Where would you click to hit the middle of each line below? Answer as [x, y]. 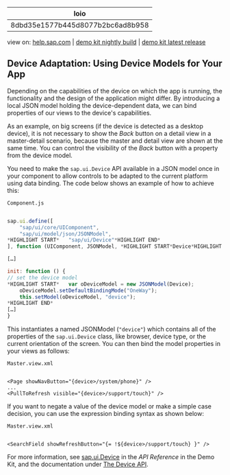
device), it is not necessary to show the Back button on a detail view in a [109, 133]
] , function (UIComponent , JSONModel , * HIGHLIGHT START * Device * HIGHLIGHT [115, 246]
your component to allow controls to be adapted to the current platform [107, 176]
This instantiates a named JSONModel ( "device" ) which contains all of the [112, 329]
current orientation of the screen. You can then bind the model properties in [114, 344]
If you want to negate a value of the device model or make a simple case [110, 406]
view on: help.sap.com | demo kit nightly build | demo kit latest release [106, 42]
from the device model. [40, 155]
